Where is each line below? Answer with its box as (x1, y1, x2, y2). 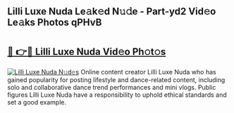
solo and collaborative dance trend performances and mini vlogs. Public (7, 84, 216, 91)
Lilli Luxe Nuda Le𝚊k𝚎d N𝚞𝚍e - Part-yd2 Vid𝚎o (7, 6, 216, 18)
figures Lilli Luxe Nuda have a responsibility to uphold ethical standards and (7, 91, 227, 99)
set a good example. (7, 98, 67, 106)
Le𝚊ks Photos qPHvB (7, 17, 102, 29)
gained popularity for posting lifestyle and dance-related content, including (7, 76, 226, 84)
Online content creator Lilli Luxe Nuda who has (80, 68, 216, 76)
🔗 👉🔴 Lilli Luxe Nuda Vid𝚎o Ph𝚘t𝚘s (7, 46, 166, 58)
